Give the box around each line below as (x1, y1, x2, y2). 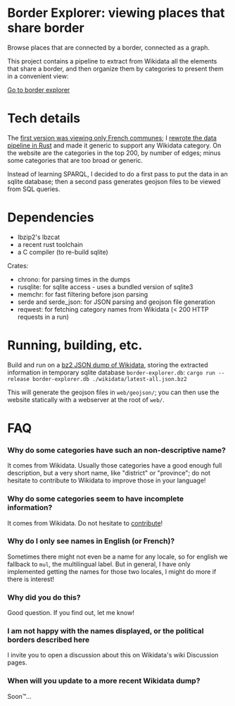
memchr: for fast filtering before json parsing (17, 290, 148, 298)
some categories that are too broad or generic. (7, 156, 143, 164)
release (7, 375, 30, 382)
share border (7, 20, 84, 36)
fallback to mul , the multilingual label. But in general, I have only (7, 559, 191, 568)
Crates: (7, 261, 29, 269)
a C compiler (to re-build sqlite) (17, 248, 109, 256)
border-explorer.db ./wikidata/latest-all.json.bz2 (32, 375, 188, 382)
